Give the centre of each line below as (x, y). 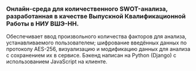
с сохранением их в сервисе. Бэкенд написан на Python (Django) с (91, 56)
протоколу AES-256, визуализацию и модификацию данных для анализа (98, 49)
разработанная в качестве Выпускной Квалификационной (96, 16)
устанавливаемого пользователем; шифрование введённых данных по (97, 43)
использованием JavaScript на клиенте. (57, 62)
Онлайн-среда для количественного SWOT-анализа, (87, 9)
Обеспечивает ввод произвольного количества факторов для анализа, (97, 37)
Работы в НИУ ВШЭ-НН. (42, 24)
